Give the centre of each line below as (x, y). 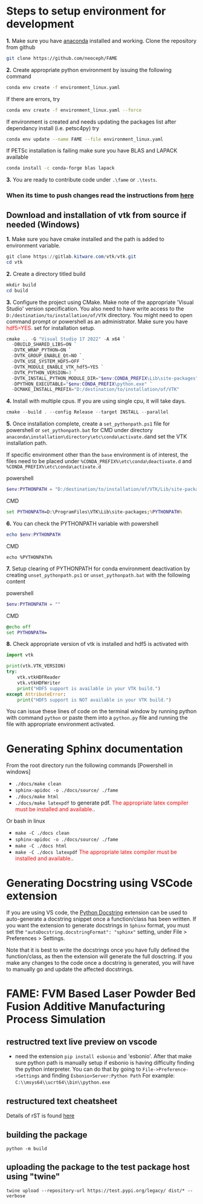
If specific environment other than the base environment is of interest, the (97, 455)
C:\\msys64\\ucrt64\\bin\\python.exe (63, 1083)
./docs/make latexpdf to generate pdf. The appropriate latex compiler (102, 803)
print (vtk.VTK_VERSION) (36, 666)
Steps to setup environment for (86, 11)
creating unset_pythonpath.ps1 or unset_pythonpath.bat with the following (98, 575)
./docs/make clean (38, 784)
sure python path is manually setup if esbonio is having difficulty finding (105, 1063)
